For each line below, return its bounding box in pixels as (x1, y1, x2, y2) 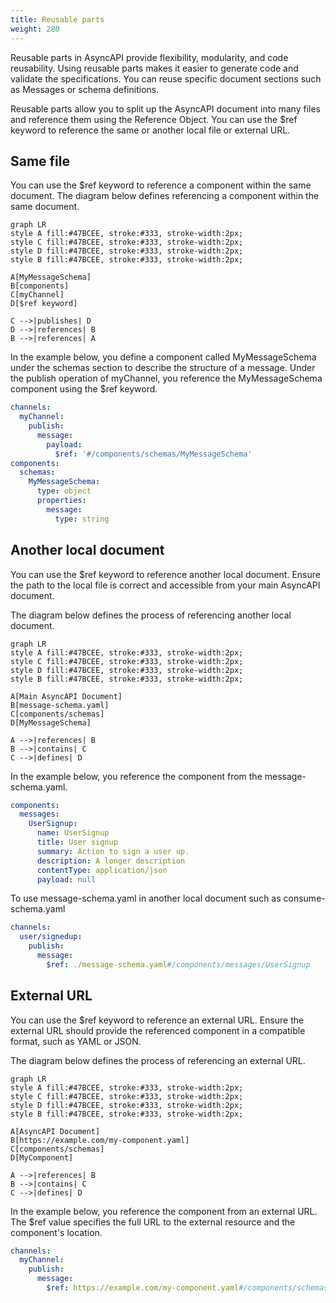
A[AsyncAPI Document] (10, 1126, 101, 1136)
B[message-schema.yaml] (10, 700, 110, 710)
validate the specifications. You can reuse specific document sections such (10, 72, 322, 85)
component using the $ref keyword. (10, 383, 158, 395)
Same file (10, 152, 71, 170)
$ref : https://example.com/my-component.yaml (46, 1283, 240, 1293)
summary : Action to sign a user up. (36, 846, 190, 856)
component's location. (10, 1226, 103, 1238)
